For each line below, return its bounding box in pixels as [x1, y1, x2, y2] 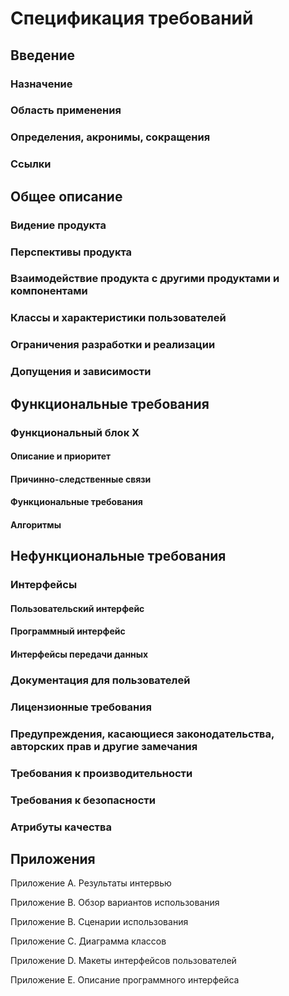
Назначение [10, 77, 73, 91]
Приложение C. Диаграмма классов [10, 935, 167, 947]
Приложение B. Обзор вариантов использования [10, 897, 220, 909]
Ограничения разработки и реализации [10, 338, 216, 352]
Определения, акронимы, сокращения [10, 130, 211, 144]
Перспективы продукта [10, 245, 133, 259]
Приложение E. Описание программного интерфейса [10, 974, 240, 986]
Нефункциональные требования [10, 548, 227, 565]
